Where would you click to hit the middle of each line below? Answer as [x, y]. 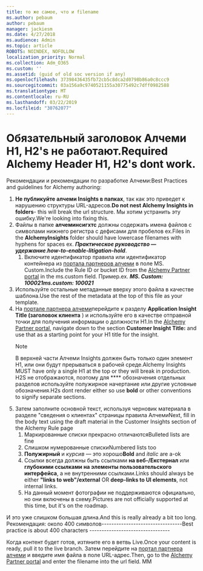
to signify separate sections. [50, 397]
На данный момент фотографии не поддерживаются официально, [110, 493]
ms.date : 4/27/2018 [31, 35]
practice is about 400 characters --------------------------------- [88, 530]
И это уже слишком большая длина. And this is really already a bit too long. [101, 517]
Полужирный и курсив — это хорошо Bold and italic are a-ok [102, 454]
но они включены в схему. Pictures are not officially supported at [106, 499]
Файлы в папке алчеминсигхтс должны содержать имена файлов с [103, 225]
